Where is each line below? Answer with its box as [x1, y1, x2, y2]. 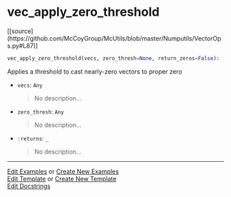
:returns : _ [16, 134, 49, 142]
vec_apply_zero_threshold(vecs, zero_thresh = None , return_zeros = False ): [7, 54, 220, 62]
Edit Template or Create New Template [7, 174, 117, 183]
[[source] [7, 27, 34, 35]
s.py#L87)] [7, 41, 38, 50]
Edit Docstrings [7, 182, 51, 190]
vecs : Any [16, 81, 43, 89]
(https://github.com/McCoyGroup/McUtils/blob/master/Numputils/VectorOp [7, 34, 221, 42]
